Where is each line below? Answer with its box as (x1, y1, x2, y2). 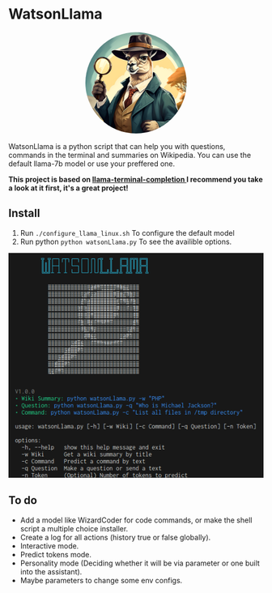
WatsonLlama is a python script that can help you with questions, (8, 141, 226, 151)
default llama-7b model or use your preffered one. (8, 159, 176, 169)
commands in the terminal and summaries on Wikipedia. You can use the (8, 150, 252, 160)
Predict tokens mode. (19, 549, 91, 559)
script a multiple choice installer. (19, 523, 129, 533)
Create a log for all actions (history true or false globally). (19, 532, 211, 542)
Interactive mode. (19, 540, 79, 551)
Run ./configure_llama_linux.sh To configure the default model (19, 228, 235, 237)
